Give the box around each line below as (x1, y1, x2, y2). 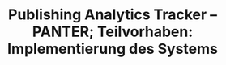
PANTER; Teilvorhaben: (32, 22, 194, 41)
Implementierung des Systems (7, 40, 218, 58)
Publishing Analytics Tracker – (7, 6, 218, 24)
